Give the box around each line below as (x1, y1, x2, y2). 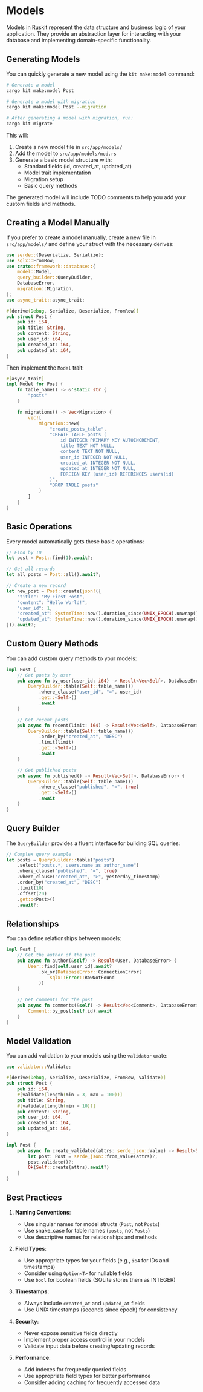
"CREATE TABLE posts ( (49, 431, 107, 438)
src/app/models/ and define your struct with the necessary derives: (6, 240, 174, 247)
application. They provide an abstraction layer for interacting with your (6, 30, 181, 37)
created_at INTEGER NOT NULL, (60, 460, 137, 466)
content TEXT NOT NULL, (60, 449, 120, 455)
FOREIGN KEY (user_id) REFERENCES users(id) (60, 471, 174, 477)
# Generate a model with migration (6, 98, 96, 105)
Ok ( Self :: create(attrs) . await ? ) (28, 1164, 110, 1171)
